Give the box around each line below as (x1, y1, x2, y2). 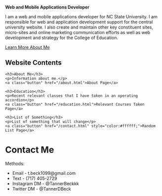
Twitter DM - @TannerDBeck (12, 186, 71, 192)
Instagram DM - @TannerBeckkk (12, 180, 79, 187)
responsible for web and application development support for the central (5, 19, 153, 25)
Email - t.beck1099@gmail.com (12, 170, 76, 176)
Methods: (5, 160, 25, 166)
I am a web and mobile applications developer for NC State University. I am (5, 14, 158, 19)
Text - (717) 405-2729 (12, 175, 57, 181)
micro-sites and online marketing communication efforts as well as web (5, 30, 151, 35)
